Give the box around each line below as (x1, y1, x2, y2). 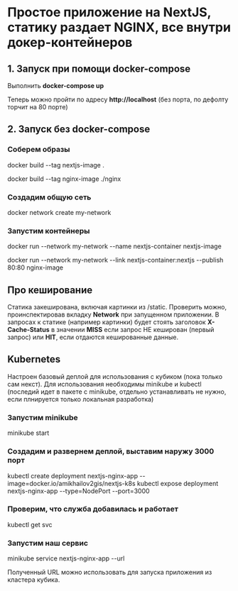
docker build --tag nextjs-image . (7, 160, 104, 169)
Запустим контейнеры (7, 226, 90, 236)
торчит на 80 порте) (7, 103, 69, 111)
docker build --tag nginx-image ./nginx (7, 175, 121, 183)
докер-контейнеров (7, 35, 133, 50)
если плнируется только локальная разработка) (7, 394, 154, 403)
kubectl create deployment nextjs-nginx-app (7, 471, 139, 480)
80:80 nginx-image (7, 263, 64, 272)
